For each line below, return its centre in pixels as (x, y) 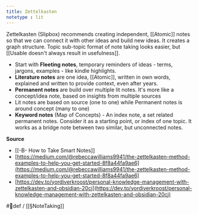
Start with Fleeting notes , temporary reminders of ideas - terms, (94, 64)
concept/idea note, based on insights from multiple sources (88, 96)
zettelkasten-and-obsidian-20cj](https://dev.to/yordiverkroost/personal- (103, 188)
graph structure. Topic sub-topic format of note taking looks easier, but (93, 46)
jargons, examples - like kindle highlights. (65, 70)
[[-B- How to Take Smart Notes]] (55, 150)
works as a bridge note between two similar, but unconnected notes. (99, 127)
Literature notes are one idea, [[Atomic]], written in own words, (92, 77)
